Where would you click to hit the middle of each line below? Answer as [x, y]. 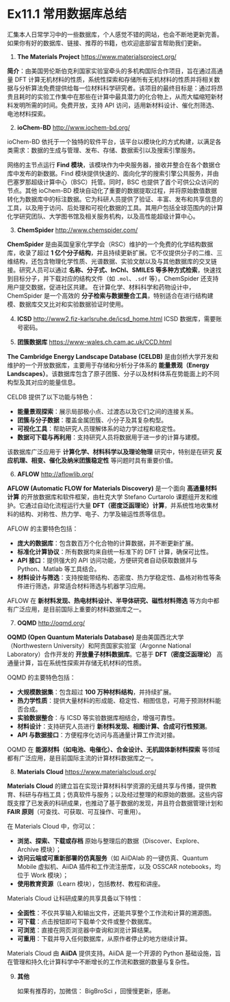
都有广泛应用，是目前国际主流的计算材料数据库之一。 [82, 758]
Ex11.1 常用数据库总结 [67, 14]
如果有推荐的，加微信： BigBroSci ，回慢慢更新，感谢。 [95, 991]
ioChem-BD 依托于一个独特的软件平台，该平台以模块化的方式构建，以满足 [111, 141]
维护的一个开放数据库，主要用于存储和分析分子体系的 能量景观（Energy [108, 365]
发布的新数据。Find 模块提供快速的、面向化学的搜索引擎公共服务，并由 [119, 173]
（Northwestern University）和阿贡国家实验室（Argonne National [99, 645]
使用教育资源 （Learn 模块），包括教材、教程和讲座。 [90, 883]
